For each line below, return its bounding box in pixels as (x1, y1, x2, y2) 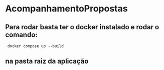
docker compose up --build (7, 44, 64, 49)
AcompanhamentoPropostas (5, 3, 128, 14)
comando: (5, 30, 38, 39)
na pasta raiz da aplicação (5, 57, 89, 66)
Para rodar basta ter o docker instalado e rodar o (5, 23, 159, 31)
